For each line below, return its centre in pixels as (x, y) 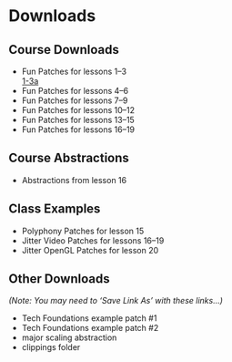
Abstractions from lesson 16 (74, 180)
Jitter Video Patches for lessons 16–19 (93, 240)
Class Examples (55, 209)
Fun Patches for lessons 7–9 (75, 100)
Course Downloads (64, 50)
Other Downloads (59, 279)
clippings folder (51, 347)
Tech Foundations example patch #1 (89, 318)
